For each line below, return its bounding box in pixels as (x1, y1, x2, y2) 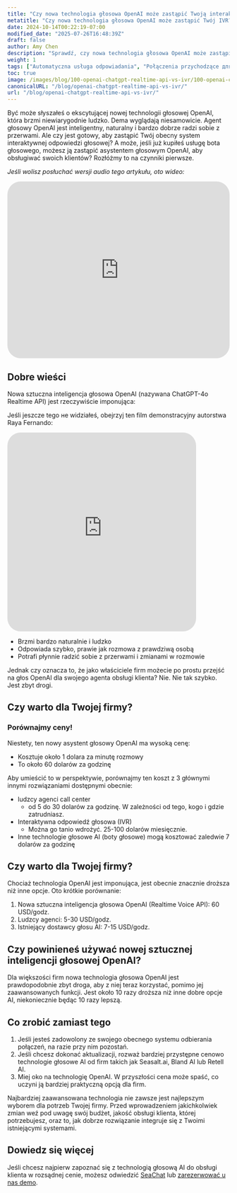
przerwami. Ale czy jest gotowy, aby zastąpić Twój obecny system (7, 132, 201, 140)
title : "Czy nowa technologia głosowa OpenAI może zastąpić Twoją (7, 10, 207, 18)
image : (7, 76, 27, 83)
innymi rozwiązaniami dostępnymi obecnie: (7, 781, 133, 789)
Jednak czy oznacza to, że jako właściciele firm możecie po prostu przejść (7, 665, 225, 674)
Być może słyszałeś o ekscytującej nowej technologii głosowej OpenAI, (7, 109, 214, 117)
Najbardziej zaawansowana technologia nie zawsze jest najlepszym (7, 1094, 205, 1102)
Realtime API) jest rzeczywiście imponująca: (7, 397, 136, 405)
